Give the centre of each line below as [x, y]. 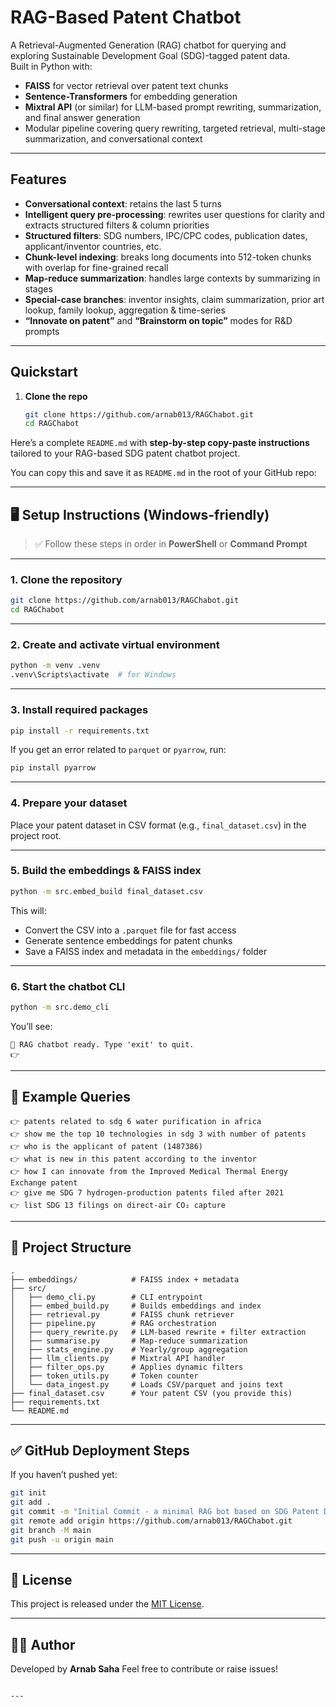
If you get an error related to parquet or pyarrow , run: [118, 750]
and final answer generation [82, 117]
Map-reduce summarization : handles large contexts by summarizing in [172, 278]
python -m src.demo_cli [60, 1007]
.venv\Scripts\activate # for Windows [93, 675]
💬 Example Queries [70, 1097]
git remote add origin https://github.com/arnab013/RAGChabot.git [151, 1521]
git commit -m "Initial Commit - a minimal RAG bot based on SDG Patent [165, 1512]
